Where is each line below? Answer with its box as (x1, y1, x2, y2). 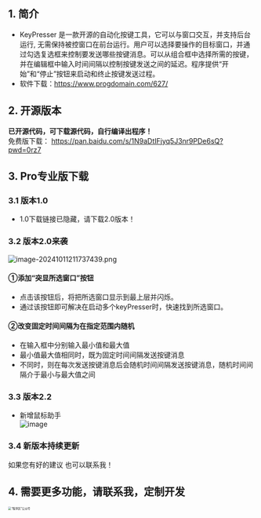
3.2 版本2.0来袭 (8, 236, 68, 247)
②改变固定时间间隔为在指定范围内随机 (8, 321, 135, 331)
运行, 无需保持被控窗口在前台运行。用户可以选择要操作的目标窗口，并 (19, 39, 244, 49)
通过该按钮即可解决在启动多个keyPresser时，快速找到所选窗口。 (19, 301, 228, 312)
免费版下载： (8, 136, 49, 145)
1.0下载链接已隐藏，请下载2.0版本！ (19, 214, 136, 224)
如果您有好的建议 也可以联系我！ (8, 460, 114, 469)
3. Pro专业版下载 (8, 170, 89, 183)
